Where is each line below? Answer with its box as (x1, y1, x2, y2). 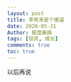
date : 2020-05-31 (7, 23, 57, 29)
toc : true (7, 49, 35, 55)
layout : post (7, 10, 44, 17)
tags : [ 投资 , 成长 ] (7, 36, 59, 42)
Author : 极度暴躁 (7, 29, 53, 36)
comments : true (7, 42, 51, 49)
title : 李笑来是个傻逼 (7, 16, 65, 23)
